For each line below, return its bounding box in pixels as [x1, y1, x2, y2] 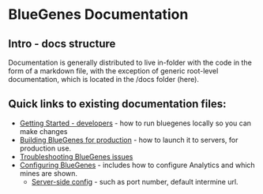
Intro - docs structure [8, 37, 116, 50]
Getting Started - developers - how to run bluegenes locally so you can [19, 118, 251, 128]
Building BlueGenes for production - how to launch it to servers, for [19, 135, 239, 144]
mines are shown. [19, 168, 77, 178]
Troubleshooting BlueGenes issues [19, 151, 133, 161]
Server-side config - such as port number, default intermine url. [31, 177, 239, 186]
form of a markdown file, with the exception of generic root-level [8, 66, 219, 76]
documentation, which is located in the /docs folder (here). [8, 75, 200, 84]
